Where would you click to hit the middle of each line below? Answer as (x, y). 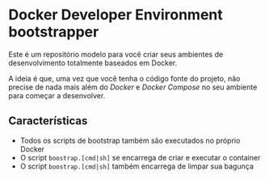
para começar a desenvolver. (57, 95)
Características (48, 121)
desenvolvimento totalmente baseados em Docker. (93, 63)
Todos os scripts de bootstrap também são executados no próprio (130, 140)
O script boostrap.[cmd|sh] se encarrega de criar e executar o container (140, 157)
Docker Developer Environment (116, 15)
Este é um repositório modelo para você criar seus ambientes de (116, 54)
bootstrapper (54, 32)
